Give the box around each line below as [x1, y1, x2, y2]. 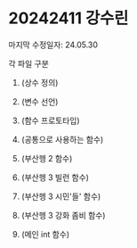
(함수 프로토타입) [20, 115, 81, 126]
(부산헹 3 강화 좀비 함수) [20, 210, 106, 220]
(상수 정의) [20, 77, 59, 87]
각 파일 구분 [8, 58, 50, 69]
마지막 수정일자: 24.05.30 [8, 39, 99, 50]
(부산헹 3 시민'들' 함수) [20, 191, 101, 202]
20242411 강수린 [8, 8, 129, 29]
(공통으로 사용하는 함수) [20, 134, 104, 145]
